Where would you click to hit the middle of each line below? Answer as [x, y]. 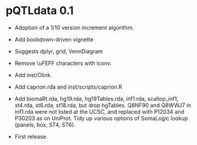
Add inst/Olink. [33, 75]
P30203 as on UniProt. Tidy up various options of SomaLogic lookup [101, 118]
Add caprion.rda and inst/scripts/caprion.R [69, 87]
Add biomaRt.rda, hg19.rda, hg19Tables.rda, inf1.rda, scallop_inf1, [96, 99]
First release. [31, 136]
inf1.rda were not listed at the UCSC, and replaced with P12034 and [99, 111]
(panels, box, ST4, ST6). [45, 125]
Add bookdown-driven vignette [54, 39]
